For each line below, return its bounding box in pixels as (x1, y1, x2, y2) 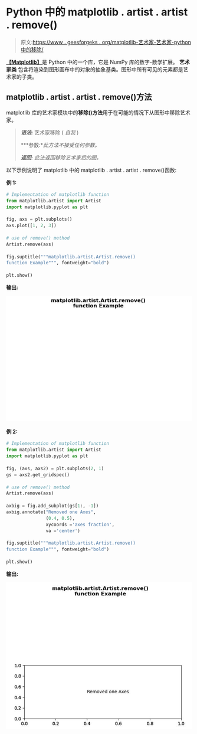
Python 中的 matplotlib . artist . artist (6, 5, 188, 19)
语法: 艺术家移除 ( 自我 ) (20, 129, 79, 136)
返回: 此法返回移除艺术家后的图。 (20, 154, 102, 161)
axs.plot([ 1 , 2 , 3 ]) (6, 222, 57, 229)
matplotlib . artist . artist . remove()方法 (6, 92, 152, 102)
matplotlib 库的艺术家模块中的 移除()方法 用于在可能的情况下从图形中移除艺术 (6, 109, 191, 116)
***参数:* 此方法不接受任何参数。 (20, 141, 100, 148)
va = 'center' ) (45, 527, 81, 534)
